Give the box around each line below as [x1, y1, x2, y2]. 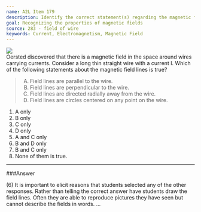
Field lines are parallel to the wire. [29, 78, 113, 85]
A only [14, 108, 31, 115]
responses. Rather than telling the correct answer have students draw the [6, 188, 187, 195]
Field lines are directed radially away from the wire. [29, 90, 156, 97]
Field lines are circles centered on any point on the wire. [29, 97, 169, 104]
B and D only [14, 140, 47, 147]
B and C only [14, 146, 47, 153]
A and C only [14, 134, 47, 141]
